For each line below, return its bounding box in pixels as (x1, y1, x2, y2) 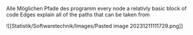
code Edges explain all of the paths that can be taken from (6, 11, 151, 18)
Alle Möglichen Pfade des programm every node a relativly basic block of (6, 5, 187, 12)
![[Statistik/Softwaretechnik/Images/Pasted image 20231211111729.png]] (6, 23, 183, 29)
